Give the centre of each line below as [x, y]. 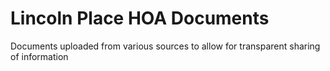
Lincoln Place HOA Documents [140, 18]
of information [39, 56]
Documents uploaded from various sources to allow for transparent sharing [165, 46]
